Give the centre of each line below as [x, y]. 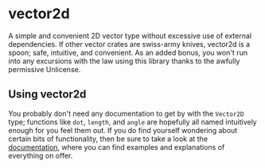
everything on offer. [41, 155]
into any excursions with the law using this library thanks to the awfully [124, 61]
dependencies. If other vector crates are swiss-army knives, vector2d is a [129, 44]
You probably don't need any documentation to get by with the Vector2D [126, 113]
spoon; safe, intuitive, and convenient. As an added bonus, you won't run [128, 52]
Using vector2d [47, 95]
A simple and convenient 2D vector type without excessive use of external [130, 36]
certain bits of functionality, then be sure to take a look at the [108, 139]
